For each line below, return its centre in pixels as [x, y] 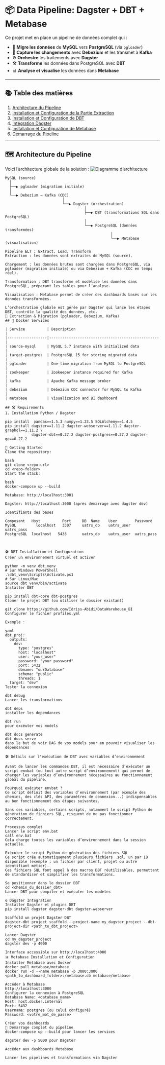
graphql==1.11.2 [22, 430]
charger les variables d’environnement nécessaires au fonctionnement [79, 775]
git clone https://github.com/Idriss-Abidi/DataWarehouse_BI [69, 609]
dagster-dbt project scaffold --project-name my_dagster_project [73, 922]
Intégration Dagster [32, 123]
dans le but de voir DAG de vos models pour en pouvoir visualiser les [80, 743]
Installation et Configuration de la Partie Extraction [63, 113]
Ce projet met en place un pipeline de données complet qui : [66, 38]
